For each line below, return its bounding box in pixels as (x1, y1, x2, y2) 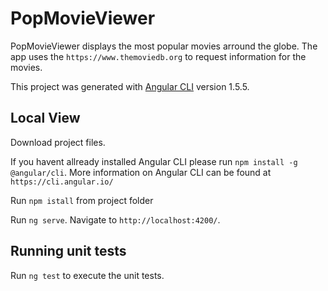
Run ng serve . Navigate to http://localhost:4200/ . (10, 213, 221, 226)
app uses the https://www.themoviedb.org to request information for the (10, 50, 307, 62)
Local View (10, 110, 81, 127)
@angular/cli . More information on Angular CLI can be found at (10, 166, 272, 178)
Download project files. (10, 136, 106, 148)
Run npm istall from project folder (10, 194, 154, 206)
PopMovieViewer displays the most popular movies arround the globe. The (10, 40, 318, 52)
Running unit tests (10, 243, 127, 260)
